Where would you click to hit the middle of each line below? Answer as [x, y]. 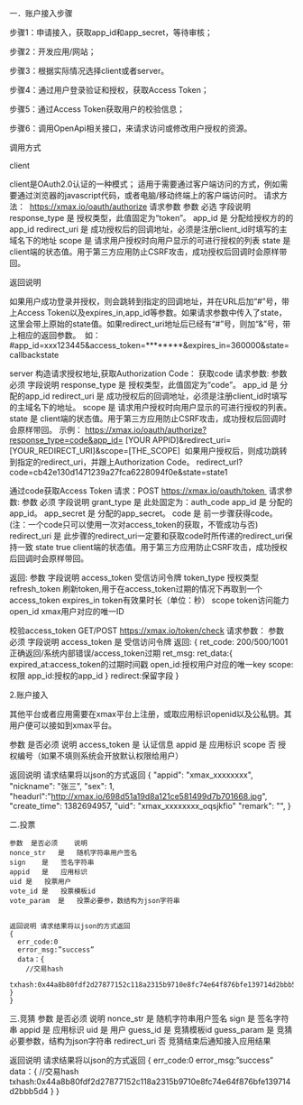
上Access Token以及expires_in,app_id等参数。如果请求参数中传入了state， [148, 313]
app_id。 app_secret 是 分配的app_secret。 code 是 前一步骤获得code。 [143, 513]
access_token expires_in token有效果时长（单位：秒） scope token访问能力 [149, 600]
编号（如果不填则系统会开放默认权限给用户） [100, 755]
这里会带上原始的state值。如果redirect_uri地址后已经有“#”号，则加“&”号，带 [150, 324]
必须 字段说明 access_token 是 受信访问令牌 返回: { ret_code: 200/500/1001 [149, 642]
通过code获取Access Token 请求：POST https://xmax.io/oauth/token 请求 [147, 491]
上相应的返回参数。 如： [55, 335]
